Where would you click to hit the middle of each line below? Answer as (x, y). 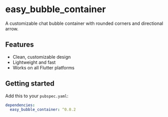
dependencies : (20, 105)
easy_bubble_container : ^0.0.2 (43, 110)
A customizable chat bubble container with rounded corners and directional (84, 23)
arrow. (12, 28)
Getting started (30, 84)
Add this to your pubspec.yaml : (37, 96)
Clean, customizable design (42, 57)
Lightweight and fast (34, 62)
